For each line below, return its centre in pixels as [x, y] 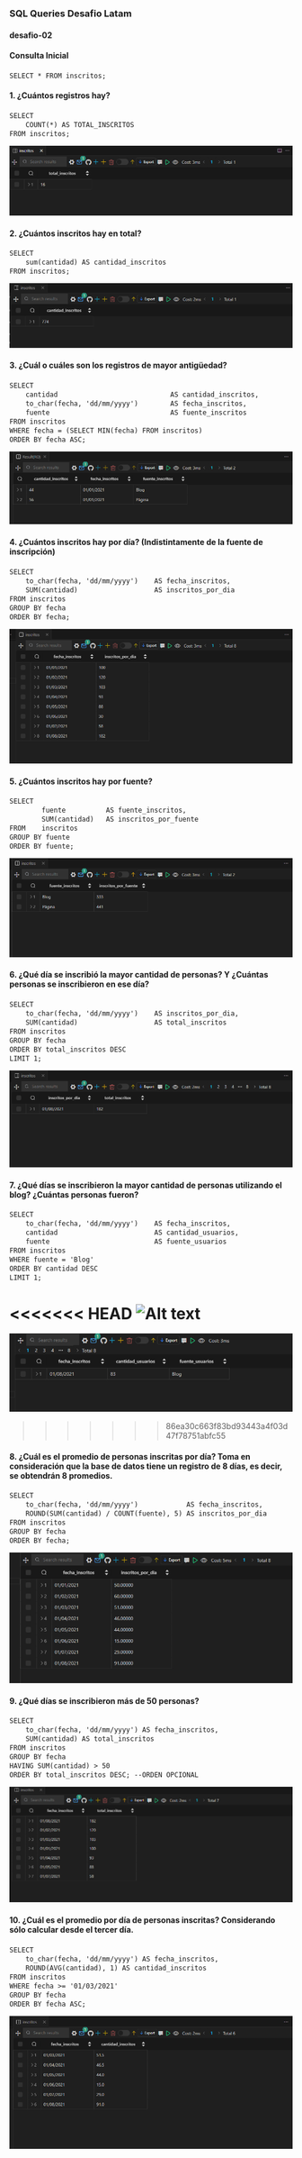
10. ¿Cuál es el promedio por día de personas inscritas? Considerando [142, 1920]
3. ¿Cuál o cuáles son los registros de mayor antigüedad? [118, 365]
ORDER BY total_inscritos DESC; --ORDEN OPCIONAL [104, 1775]
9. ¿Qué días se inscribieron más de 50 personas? [104, 1700]
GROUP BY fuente [40, 838]
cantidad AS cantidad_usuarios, [133, 1233]
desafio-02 [31, 35]
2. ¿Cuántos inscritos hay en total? [75, 233]
